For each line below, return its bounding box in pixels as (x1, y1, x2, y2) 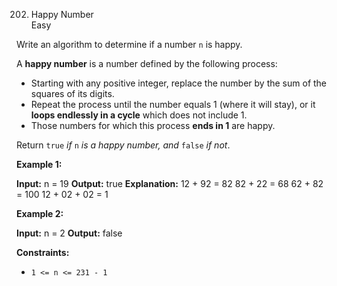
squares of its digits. (30, 88, 115, 99)
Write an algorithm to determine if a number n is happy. (16, 39, 243, 50)
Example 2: (16, 208, 64, 219)
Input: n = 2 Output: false (16, 227, 123, 239)
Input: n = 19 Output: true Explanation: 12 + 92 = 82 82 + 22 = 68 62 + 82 (16, 178, 324, 189)
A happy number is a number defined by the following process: (16, 58, 278, 69)
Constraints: (16, 247, 70, 258)
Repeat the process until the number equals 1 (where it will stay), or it (30, 99, 316, 110)
